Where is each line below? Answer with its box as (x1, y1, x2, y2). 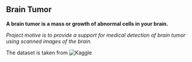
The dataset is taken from (6, 49, 68, 56)
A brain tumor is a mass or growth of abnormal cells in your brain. (6, 20, 169, 27)
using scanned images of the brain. (6, 37, 92, 44)
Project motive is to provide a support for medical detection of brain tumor (6, 32, 186, 39)
